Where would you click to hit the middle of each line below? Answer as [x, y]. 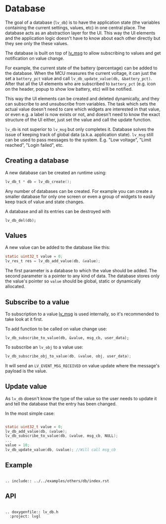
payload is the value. [26, 371]
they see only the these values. [37, 43]
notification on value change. [35, 58]
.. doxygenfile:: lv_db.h [32, 512]
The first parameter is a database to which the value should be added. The [81, 271]
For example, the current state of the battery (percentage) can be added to [81, 68]
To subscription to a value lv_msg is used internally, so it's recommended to [82, 314]
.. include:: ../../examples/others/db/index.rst [57, 481]
